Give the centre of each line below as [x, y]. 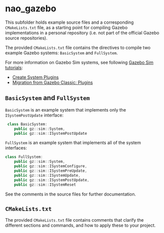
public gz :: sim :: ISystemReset [45, 185]
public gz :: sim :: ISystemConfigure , [51, 166]
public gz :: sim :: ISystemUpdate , [47, 175]
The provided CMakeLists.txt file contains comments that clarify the [75, 220]
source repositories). [26, 38]
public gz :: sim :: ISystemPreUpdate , [51, 171]
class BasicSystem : [27, 124]
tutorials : [14, 68]
